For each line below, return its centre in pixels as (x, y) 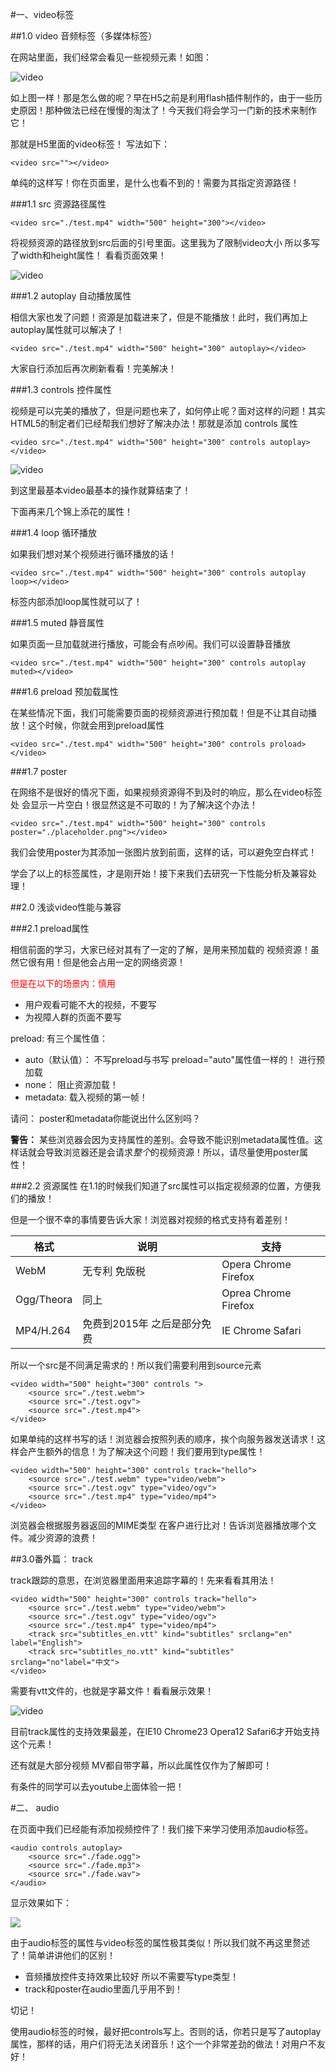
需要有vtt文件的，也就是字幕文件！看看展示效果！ (112, 1691)
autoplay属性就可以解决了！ (67, 329)
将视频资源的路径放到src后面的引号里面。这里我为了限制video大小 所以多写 (165, 242)
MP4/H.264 (43, 1330)
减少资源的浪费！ (62, 1537)
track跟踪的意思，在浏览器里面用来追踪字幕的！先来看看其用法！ (143, 1580)
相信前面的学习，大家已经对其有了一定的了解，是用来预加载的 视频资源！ (160, 949)
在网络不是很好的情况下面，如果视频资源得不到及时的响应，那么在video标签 (166, 792)
